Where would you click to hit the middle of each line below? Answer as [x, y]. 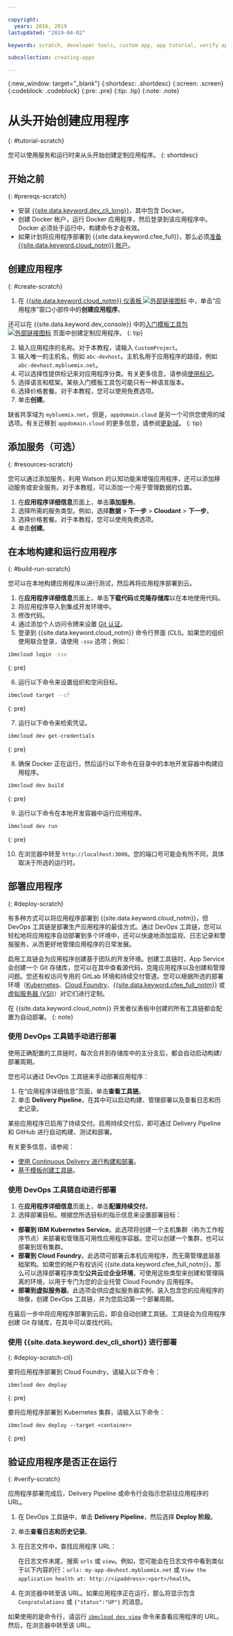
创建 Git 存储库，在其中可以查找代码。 [62, 1322]
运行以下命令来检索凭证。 [54, 723]
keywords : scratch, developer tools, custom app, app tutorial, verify [113, 45]
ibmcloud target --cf [39, 695]
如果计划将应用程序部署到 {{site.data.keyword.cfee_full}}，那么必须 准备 [120, 236]
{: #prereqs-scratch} [37, 196]
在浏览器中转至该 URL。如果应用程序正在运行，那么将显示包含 [106, 1593]
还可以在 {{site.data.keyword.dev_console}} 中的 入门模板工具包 [98, 324]
